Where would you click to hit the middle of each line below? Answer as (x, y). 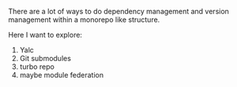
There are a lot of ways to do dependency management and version (118, 11)
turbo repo (37, 67)
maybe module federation (62, 75)
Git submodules (45, 58)
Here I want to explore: (45, 35)
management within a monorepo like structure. (84, 20)
